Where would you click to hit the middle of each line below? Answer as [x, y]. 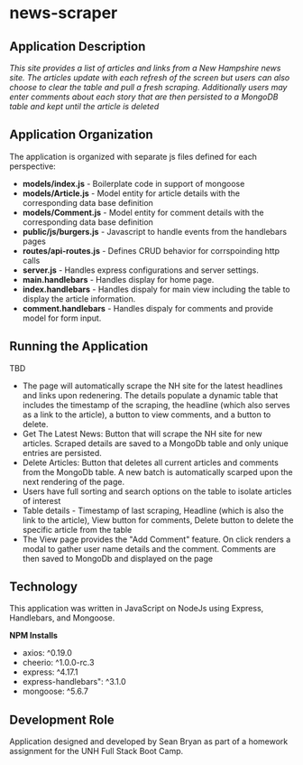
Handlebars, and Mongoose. [62, 618]
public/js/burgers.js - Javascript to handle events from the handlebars [154, 231]
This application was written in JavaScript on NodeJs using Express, [137, 609]
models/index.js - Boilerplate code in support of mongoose [133, 183]
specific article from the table [77, 529]
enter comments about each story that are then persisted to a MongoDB [144, 97]
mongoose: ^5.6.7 [55, 691]
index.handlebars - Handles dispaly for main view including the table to [156, 289]
